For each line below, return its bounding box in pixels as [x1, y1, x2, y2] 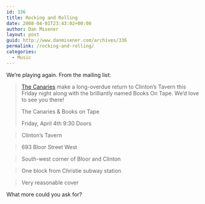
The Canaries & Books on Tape [21, 107, 100, 115]
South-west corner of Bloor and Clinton [21, 155, 121, 162]
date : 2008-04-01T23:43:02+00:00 [6, 20, 92, 26]
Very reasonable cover [21, 178, 79, 186]
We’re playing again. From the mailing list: [6, 71, 111, 78]
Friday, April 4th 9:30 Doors [21, 120, 92, 127]
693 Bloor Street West [21, 143, 78, 150]
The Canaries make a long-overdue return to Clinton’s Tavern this [21, 83, 187, 90]
